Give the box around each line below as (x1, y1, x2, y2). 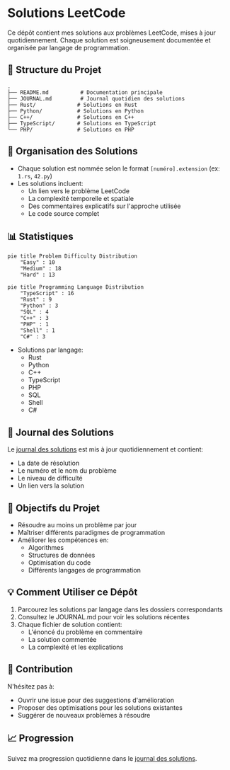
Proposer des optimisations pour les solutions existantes (17, 703, 183, 712)
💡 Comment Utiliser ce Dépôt (7, 586, 138, 599)
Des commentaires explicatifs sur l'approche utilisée (28, 202, 181, 210)
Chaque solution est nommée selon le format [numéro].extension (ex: (17, 164, 221, 173)
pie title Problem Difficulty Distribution (7, 253, 138, 260)
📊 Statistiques (7, 230, 74, 242)
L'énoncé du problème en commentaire (28, 628, 143, 636)
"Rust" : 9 (20, 296, 52, 304)
